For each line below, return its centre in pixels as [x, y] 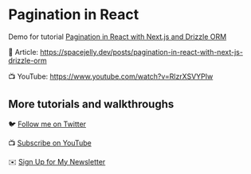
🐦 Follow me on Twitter [47, 124]
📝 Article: [23, 52]
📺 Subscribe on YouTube [50, 143]
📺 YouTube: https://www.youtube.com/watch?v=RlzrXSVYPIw [111, 76]
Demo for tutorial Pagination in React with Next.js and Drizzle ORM [118, 37]
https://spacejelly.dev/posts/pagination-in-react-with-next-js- [141, 52]
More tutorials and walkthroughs [91, 104]
